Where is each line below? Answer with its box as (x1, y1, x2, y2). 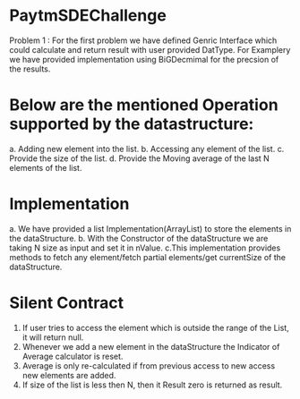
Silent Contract (9, 293, 124, 313)
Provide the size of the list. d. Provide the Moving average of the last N (9, 153, 270, 164)
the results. (9, 64, 51, 74)
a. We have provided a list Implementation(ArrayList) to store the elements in (9, 223, 292, 233)
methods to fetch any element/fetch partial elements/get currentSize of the (9, 251, 287, 262)
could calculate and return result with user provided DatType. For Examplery (9, 44, 291, 55)
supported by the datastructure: (9, 114, 254, 134)
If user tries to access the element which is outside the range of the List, (21, 322, 289, 333)
